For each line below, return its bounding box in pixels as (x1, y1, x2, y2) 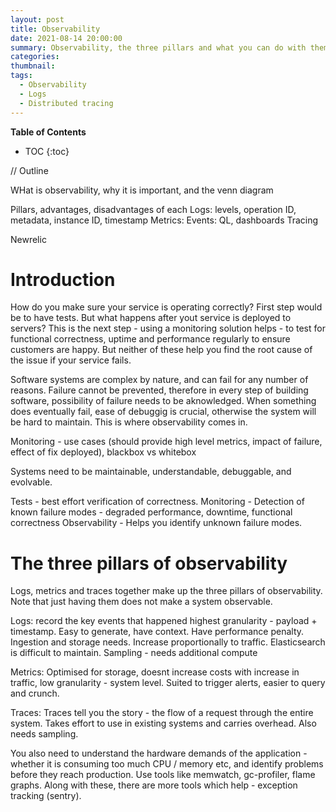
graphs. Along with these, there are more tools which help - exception (10, 779, 298, 791)
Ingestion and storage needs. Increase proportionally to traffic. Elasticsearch (10, 636, 326, 648)
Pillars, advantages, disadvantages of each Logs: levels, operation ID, (10, 203, 297, 215)
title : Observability (10, 24, 101, 34)
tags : (10, 71, 33, 81)
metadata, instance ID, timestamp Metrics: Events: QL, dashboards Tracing (10, 214, 319, 226)
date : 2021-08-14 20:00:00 (10, 33, 123, 43)
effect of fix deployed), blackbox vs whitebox (10, 446, 197, 458)
